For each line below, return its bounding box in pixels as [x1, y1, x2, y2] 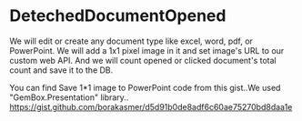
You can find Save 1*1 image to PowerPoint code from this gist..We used [9, 82, 281, 93]
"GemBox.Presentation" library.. [9, 92, 129, 103]
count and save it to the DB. [9, 65, 114, 76]
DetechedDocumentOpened [9, 5, 226, 26]
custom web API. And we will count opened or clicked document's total [9, 55, 277, 66]
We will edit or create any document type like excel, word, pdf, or [9, 35, 253, 46]
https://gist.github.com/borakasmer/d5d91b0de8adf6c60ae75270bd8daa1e [9, 101, 293, 112]
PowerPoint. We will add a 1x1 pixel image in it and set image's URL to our [9, 45, 285, 55]
